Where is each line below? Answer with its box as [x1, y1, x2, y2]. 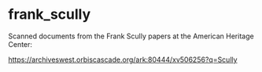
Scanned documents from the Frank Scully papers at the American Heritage [8, 31, 254, 41]
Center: [8, 39, 33, 49]
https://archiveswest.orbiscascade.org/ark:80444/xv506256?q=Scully [8, 55, 238, 64]
